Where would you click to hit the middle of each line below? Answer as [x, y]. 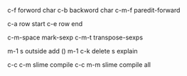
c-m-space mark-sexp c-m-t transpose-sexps [75, 37]
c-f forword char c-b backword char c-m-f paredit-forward [94, 10]
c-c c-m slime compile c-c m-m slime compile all [79, 65]
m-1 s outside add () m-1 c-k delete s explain [73, 51]
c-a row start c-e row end [45, 24]
